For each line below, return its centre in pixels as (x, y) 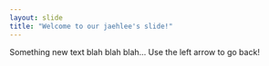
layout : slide (36, 18)
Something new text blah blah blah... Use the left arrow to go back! (134, 52)
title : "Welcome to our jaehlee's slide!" (91, 26)
